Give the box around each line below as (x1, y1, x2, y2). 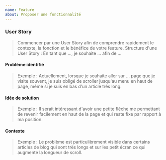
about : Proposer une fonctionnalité (5, 12, 81, 17)
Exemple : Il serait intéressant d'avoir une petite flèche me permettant (17, 106, 160, 112)
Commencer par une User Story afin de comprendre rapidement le (17, 39, 154, 45)
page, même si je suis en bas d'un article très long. (17, 83, 122, 89)
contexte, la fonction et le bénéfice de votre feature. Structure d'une (17, 45, 158, 51)
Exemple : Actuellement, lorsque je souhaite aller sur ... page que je (17, 73, 156, 79)
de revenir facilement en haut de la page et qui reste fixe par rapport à (17, 111, 162, 117)
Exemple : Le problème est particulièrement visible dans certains (17, 139, 150, 145)
